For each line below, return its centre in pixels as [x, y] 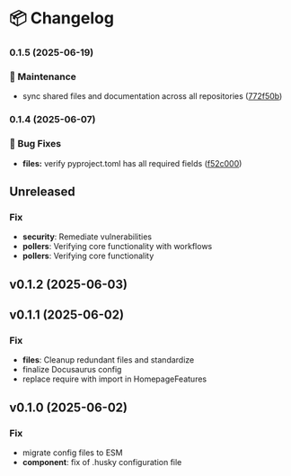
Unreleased [43, 192]
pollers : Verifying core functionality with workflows [117, 247]
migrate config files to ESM [72, 453]
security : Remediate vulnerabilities [87, 237]
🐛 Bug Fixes [35, 144]
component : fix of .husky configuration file [102, 463]
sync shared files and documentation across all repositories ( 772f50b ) [152, 96]
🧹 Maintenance [43, 76]
